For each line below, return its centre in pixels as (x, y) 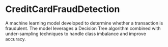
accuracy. (16, 39)
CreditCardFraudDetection (63, 9)
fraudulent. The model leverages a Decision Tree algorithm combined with (83, 28)
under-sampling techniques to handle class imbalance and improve (76, 33)
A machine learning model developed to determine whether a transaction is (84, 23)
